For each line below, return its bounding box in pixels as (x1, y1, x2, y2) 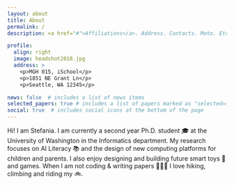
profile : (7, 43, 33, 50)
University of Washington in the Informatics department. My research (7, 137, 206, 145)
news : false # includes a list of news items (7, 94, 145, 101)
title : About (7, 17, 45, 24)
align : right (13, 49, 52, 56)
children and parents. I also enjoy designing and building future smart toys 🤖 (7, 154, 226, 163)
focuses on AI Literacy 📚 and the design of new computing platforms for (7, 145, 217, 152)
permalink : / (7, 23, 45, 30)
